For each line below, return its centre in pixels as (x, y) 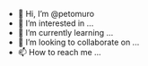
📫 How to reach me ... (59, 52)
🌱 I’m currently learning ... (65, 33)
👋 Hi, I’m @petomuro (56, 14)
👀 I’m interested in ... (56, 23)
